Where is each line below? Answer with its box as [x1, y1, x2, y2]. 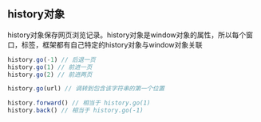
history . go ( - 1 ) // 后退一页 [7, 55, 97, 63]
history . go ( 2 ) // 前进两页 [7, 71, 93, 78]
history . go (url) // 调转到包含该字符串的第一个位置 [7, 85, 165, 93]
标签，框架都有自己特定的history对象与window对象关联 [21, 40, 203, 49]
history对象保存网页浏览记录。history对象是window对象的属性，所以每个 [7, 30, 247, 40]
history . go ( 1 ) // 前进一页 [7, 63, 93, 71]
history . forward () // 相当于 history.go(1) [7, 99, 151, 107]
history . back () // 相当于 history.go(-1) [7, 106, 144, 115]
